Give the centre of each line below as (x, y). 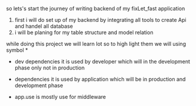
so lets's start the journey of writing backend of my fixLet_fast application (96, 9)
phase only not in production (50, 68)
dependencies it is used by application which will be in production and (100, 79)
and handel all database (44, 26)
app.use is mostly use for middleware (60, 97)
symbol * (17, 50)
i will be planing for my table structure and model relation (84, 32)
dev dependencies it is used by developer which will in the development (102, 62)
